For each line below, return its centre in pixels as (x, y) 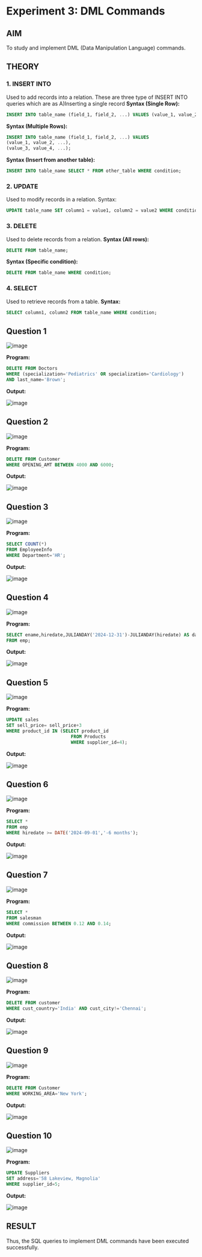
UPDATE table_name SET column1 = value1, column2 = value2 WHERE (90, 211)
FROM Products (88, 736)
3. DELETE (22, 226)
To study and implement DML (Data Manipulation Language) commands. (96, 48)
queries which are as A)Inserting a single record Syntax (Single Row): (93, 103)
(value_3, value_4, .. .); (38, 148)
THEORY (23, 67)
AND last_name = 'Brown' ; (36, 380)
